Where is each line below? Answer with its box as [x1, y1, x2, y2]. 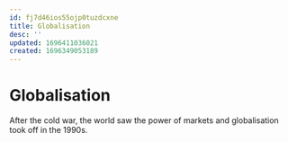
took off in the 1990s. [9, 125, 88, 136]
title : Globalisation [9, 22, 91, 31]
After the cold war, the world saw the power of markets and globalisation [9, 115, 279, 126]
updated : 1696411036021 [9, 38, 99, 48]
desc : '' [9, 30, 42, 39]
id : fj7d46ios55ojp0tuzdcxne [9, 13, 119, 22]
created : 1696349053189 [9, 47, 99, 56]
